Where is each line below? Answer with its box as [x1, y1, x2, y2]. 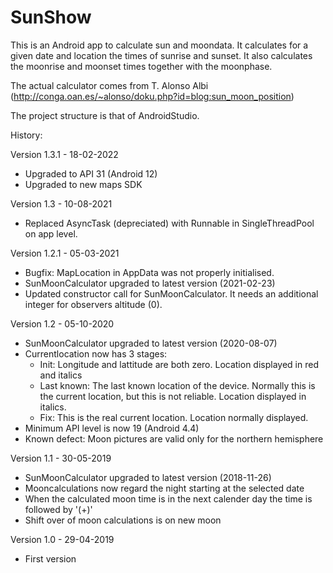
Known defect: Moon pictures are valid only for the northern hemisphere [24, 432, 324, 445]
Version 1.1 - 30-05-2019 [10, 452, 112, 464]
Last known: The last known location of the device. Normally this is [39, 379, 316, 391]
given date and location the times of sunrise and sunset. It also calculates [10, 49, 313, 61]
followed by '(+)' [24, 503, 93, 515]
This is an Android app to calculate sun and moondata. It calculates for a [10, 39, 309, 51]
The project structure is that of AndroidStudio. [10, 109, 200, 121]
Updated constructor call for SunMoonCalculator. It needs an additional [24, 287, 319, 300]
